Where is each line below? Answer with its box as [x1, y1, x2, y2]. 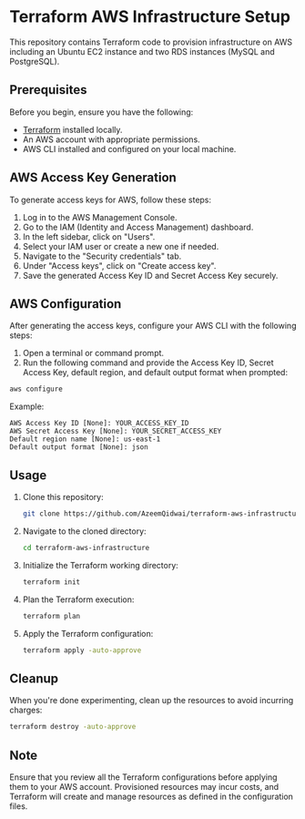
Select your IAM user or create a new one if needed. [22, 241, 219, 251]
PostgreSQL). [9, 56, 60, 67]
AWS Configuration [9, 296, 122, 312]
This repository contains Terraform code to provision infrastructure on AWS [9, 36, 293, 47]
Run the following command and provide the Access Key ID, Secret [22, 357, 275, 368]
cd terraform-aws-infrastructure [22, 543, 150, 552]
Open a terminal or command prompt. [22, 348, 165, 359]
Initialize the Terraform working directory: [22, 559, 179, 570]
